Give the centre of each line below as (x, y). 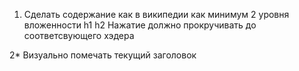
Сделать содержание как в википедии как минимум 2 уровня (156, 14)
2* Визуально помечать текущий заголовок (103, 55)
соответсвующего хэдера (79, 35)
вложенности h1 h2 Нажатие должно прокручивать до (140, 25)
